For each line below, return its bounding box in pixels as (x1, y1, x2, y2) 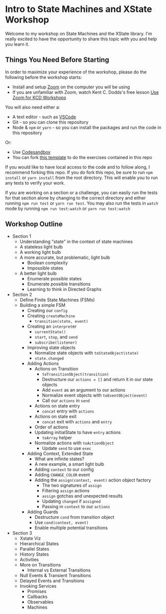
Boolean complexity (27, 259, 68, 265)
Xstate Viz (19, 535, 41, 541)
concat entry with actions (42, 408, 94, 414)
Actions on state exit (34, 413, 77, 419)
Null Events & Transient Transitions (19, 572, 91, 578)
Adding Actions (27, 360, 59, 366)
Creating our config (27, 307, 68, 313)
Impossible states (27, 265, 64, 271)
